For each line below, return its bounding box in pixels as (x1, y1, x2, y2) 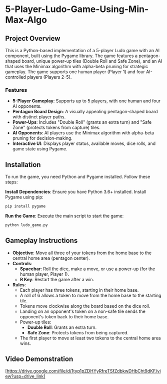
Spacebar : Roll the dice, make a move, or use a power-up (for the (19, 266, 155, 272)
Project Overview (5, 34, 60, 43)
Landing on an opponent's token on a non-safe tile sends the (19, 308, 146, 314)
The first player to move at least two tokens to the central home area (19, 335, 161, 341)
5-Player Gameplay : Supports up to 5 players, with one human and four (12, 98, 161, 104)
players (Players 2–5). (27, 74, 72, 80)
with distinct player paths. (12, 114, 66, 120)
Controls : (12, 260, 32, 266)
